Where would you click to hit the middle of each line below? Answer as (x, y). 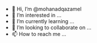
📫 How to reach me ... (39, 34)
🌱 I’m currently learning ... (43, 21)
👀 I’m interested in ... (36, 15)
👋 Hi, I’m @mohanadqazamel (46, 9)
